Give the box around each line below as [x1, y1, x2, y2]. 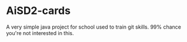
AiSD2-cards [6, 4, 71, 17]
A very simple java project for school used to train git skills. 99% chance [6, 23, 181, 30]
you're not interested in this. [6, 29, 75, 36]
